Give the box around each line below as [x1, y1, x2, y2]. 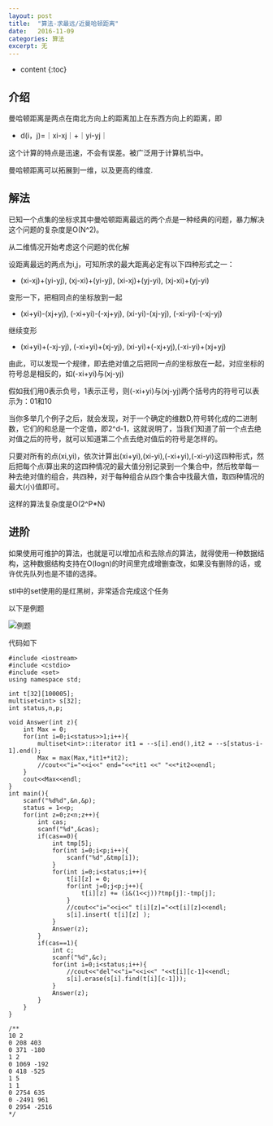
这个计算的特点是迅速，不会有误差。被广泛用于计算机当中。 [8, 147, 208, 157]
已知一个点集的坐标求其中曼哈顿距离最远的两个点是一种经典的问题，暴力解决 [8, 214, 265, 224]
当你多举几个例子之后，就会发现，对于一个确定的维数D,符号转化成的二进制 [8, 413, 258, 423]
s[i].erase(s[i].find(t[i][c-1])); [66, 975, 187, 983]
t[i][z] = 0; [66, 874, 111, 883]
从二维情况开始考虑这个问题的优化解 [8, 242, 130, 252]
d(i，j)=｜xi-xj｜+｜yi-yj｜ [19, 130, 108, 140]
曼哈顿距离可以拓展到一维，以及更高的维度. [8, 164, 154, 175]
